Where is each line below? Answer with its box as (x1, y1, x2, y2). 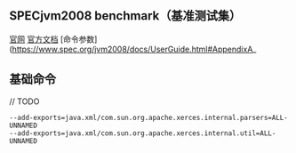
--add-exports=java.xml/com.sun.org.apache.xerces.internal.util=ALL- (9, 128, 276, 138)
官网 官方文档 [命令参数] (9, 34, 98, 44)
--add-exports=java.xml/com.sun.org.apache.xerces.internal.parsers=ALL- (9, 113, 289, 122)
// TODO (9, 96, 40, 107)
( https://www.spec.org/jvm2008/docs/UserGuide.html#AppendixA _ (9, 44, 257, 54)
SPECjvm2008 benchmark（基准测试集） (9, 8, 242, 24)
